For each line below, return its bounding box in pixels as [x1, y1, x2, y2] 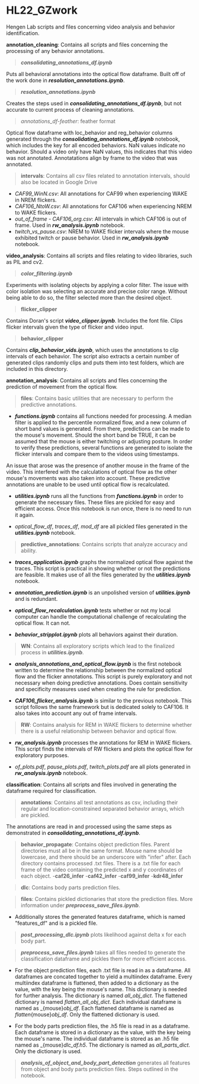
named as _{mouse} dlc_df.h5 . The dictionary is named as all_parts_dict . [14, 1041, 191, 1048]
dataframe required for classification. [6, 787, 97, 794]
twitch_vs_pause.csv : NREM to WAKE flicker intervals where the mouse [14, 228, 189, 235]
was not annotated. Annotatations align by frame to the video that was [6, 154, 178, 161]
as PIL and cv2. [6, 258, 44, 265]
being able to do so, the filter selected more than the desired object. [6, 294, 172, 301]
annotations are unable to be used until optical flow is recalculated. [6, 481, 170, 488]
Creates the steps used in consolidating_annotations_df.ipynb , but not [6, 99, 182, 107]
